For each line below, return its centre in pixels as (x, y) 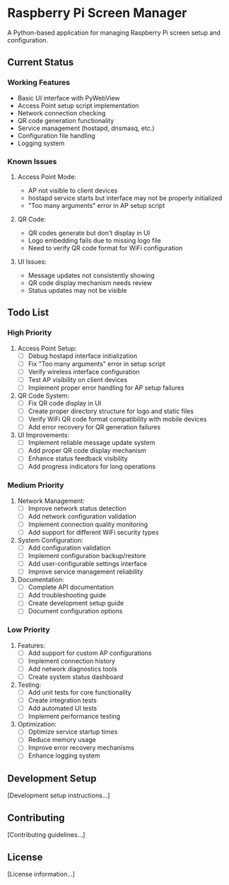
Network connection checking (61, 113)
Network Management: (51, 501)
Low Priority (29, 630)
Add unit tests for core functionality (80, 693)
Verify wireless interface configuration (84, 371)
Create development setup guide (76, 603)
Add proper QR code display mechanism (87, 451)
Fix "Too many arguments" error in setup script (96, 364)
